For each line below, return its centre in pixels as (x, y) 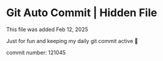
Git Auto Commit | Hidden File (82, 13)
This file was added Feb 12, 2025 (47, 29)
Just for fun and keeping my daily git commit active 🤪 (72, 41)
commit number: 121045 (36, 52)
